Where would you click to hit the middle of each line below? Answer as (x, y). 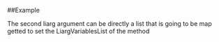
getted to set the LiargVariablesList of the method (78, 31)
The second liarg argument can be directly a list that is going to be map (109, 23)
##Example (24, 10)
